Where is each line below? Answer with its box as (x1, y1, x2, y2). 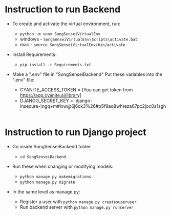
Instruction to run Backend (5, 4, 121, 15)
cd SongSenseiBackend (19, 154, 66, 160)
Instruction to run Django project (5, 127, 146, 138)
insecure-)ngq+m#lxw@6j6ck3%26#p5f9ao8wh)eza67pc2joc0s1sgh (19, 103, 166, 109)
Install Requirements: (12, 51, 57, 57)
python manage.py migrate (19, 180, 75, 185)
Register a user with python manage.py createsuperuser (19, 199, 137, 205)
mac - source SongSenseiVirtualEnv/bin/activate (19, 41, 126, 47)
